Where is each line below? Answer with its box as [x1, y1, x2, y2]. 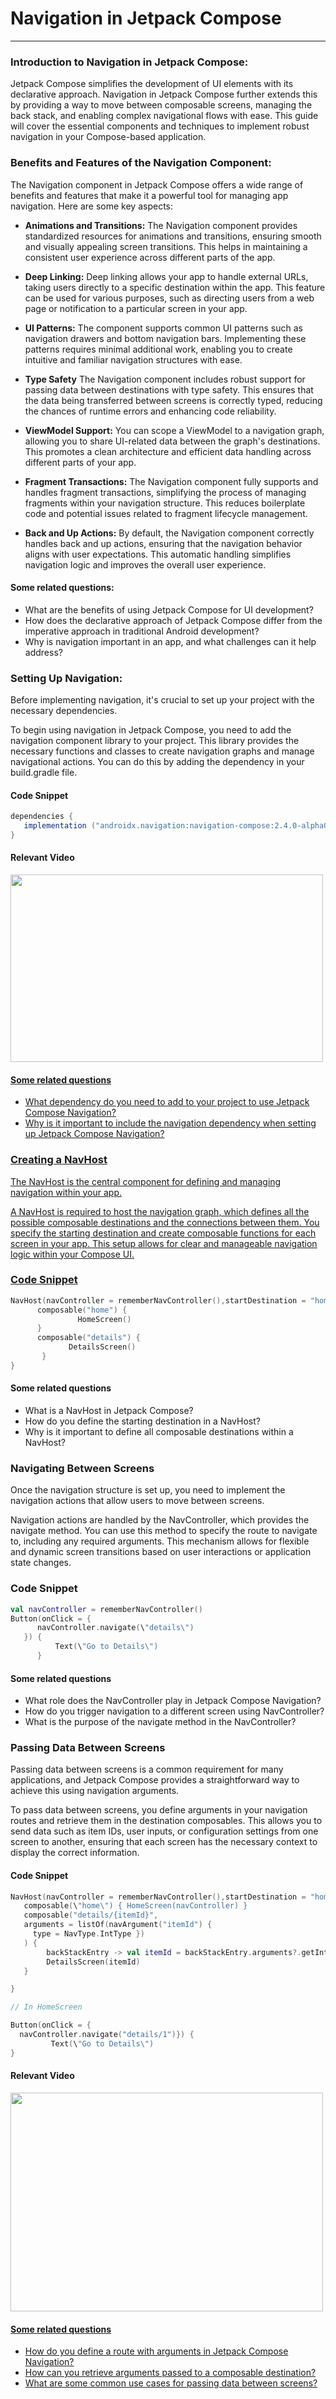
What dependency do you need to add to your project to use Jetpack [24, 1096, 310, 1108]
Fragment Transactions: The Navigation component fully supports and [24, 475, 319, 487]
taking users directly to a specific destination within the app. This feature [24, 281, 326, 293]
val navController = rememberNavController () [10, 1604, 203, 1614]
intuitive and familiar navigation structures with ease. [24, 353, 243, 366]
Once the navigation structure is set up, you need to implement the [10, 1484, 286, 1496]
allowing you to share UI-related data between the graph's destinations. [24, 435, 321, 447]
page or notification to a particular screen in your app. [24, 302, 248, 314]
